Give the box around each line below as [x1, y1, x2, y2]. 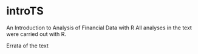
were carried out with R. [6, 30, 67, 37]
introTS [6, 4, 44, 18]
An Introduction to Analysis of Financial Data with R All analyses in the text [6, 24, 193, 31]
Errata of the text [6, 42, 49, 49]
